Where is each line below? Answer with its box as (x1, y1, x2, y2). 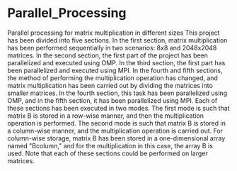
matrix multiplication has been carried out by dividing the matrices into (7, 81, 214, 89)
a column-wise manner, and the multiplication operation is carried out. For (7, 126, 224, 135)
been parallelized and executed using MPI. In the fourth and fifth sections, (7, 66, 223, 75)
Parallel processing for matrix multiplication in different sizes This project (7, 28, 220, 37)
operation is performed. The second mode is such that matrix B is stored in (7, 118, 226, 127)
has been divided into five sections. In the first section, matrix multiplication (7, 35, 228, 44)
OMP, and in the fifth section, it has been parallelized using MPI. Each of (7, 96, 218, 104)
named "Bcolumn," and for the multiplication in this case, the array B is (7, 141, 214, 150)
